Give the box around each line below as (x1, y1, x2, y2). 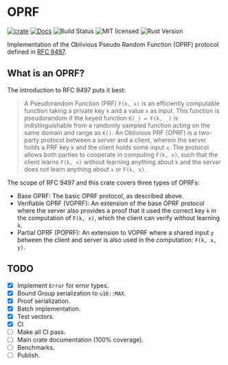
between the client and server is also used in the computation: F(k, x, (16, 236, 217, 244)
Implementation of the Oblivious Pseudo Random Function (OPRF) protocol (7, 40, 219, 48)
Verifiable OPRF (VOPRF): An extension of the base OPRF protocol (16, 199, 205, 207)
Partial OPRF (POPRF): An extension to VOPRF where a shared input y (16, 228, 214, 236)
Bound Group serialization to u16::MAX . (16, 289, 126, 297)
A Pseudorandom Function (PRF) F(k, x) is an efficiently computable (23, 99, 220, 107)
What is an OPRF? (7, 67, 85, 79)
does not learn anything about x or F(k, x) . (23, 165, 147, 173)
